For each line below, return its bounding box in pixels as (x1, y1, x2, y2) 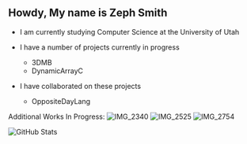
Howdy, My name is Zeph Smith (8, 6, 168, 20)
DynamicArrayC (31, 66, 84, 76)
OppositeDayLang (31, 96, 91, 105)
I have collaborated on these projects (19, 81, 141, 90)
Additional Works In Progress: (8, 112, 105, 121)
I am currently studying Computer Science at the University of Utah (19, 27, 240, 36)
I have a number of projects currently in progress (19, 42, 180, 52)
